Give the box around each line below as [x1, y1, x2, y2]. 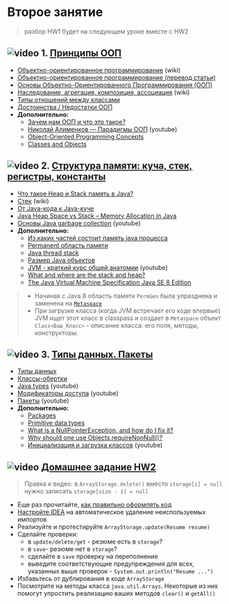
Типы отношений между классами [17, 95, 120, 104]
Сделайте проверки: [17, 530, 78, 539]
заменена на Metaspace [34, 299, 103, 307]
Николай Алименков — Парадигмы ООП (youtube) [27, 125, 178, 133]
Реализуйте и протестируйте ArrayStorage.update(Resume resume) [17, 523, 210, 531]
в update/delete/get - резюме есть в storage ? [27, 537, 163, 546]
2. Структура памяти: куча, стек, [40, 160, 193, 172]
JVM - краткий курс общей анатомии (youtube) [27, 263, 168, 271]
